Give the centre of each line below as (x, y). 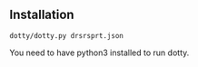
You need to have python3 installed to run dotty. (99, 53)
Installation (42, 15)
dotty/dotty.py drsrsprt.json (67, 35)
